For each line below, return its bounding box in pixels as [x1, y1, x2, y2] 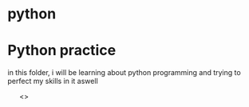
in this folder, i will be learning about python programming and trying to [7, 68, 241, 77]
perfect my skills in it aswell [7, 77, 99, 86]
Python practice [7, 42, 117, 60]
